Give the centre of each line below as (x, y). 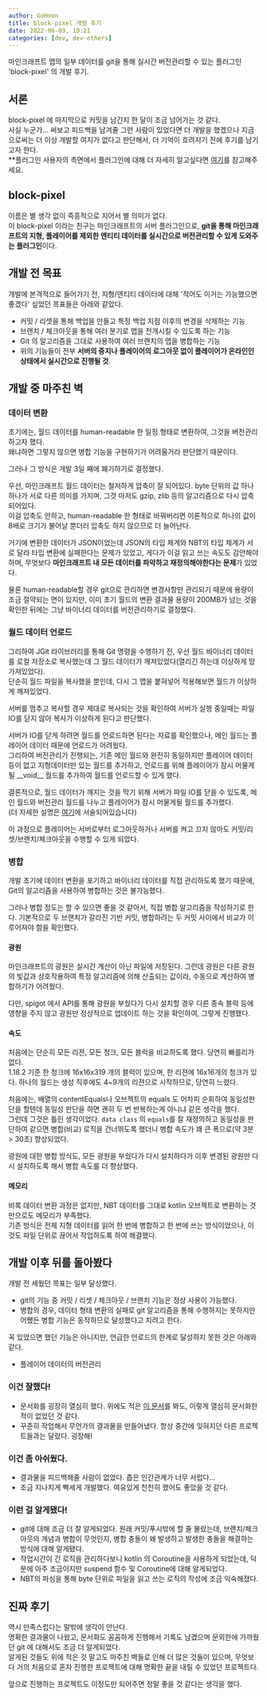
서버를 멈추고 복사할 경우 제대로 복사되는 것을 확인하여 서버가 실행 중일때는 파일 (132, 708)
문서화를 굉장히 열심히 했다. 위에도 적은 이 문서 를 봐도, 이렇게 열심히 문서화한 (139, 1405)
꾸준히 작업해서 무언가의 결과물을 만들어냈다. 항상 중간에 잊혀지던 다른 (128, 1425)
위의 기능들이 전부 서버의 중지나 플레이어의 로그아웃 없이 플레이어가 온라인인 (137, 351)
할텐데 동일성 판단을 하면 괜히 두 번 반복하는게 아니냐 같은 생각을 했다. (131, 1109)
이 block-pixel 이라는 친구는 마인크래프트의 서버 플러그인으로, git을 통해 (120, 225)
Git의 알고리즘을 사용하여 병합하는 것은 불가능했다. (86, 890)
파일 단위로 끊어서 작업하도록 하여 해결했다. (90, 1235)
